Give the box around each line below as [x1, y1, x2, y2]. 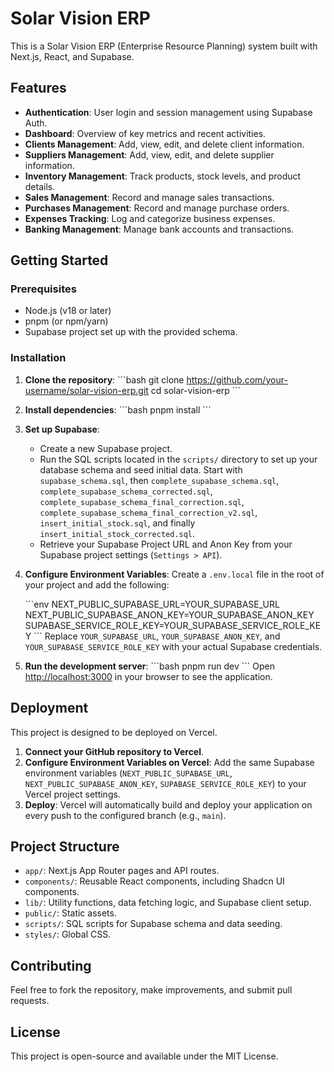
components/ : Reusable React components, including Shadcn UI [24, 875, 285, 887]
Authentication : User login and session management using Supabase [24, 106, 313, 118]
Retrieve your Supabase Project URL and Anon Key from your [39, 538, 293, 550]
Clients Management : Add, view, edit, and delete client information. [24, 138, 305, 150]
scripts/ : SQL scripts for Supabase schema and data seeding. [24, 918, 283, 930]
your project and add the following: [24, 578, 170, 591]
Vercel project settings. [24, 788, 121, 800]
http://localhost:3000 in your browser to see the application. [24, 670, 273, 682]
